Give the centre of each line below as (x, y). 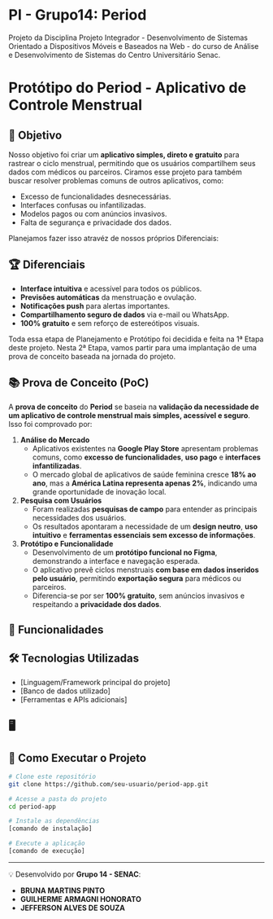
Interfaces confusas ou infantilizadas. (83, 204)
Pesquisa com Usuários (61, 500)
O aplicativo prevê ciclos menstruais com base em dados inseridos (145, 569)
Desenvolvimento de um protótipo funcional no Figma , (125, 552)
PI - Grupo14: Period (78, 15)
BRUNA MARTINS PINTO (63, 890)
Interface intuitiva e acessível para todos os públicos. (111, 288)
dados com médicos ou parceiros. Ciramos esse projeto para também (125, 172)
